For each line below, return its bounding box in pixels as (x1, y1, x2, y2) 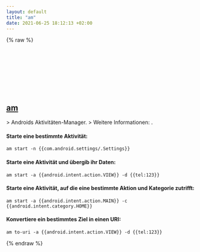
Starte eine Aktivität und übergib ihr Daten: (6, 158, 116, 165)
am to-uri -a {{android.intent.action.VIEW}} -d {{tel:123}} (6, 229, 163, 235)
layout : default (6, 8, 47, 15)
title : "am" (6, 14, 36, 20)
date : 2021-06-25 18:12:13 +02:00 (6, 20, 93, 26)
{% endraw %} (6, 240, 43, 247)
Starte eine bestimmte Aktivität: (6, 132, 88, 140)
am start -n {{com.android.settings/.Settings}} (6, 146, 130, 152)
